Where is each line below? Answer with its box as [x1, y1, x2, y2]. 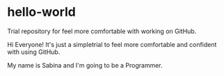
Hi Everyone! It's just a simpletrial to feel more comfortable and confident [7, 40, 217, 48]
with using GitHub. [7, 48, 61, 56]
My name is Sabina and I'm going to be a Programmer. [7, 61, 163, 69]
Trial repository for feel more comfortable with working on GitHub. [7, 27, 197, 35]
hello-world [7, 4, 77, 20]
